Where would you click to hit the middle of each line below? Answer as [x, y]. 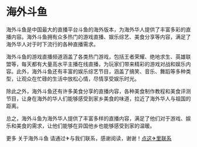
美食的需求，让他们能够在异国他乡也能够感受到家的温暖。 [86, 126]
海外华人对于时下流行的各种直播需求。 [52, 44]
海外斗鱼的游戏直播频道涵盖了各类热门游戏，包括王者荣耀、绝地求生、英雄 [96, 56]
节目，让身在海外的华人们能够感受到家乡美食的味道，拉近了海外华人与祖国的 [98, 98]
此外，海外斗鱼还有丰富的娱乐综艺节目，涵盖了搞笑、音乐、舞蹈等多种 [101, 71]
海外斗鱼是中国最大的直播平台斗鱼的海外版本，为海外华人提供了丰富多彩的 [96, 29]
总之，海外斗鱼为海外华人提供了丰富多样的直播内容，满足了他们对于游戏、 [96, 118]
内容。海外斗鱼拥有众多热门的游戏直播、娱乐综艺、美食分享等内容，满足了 [101, 36]
